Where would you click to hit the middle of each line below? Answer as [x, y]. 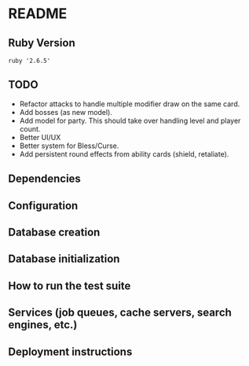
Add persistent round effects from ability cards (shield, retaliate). [124, 153]
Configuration [43, 205]
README [38, 14]
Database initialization [64, 259]
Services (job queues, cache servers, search [120, 313]
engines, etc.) [43, 325]
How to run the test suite [70, 285]
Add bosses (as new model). [66, 112]
